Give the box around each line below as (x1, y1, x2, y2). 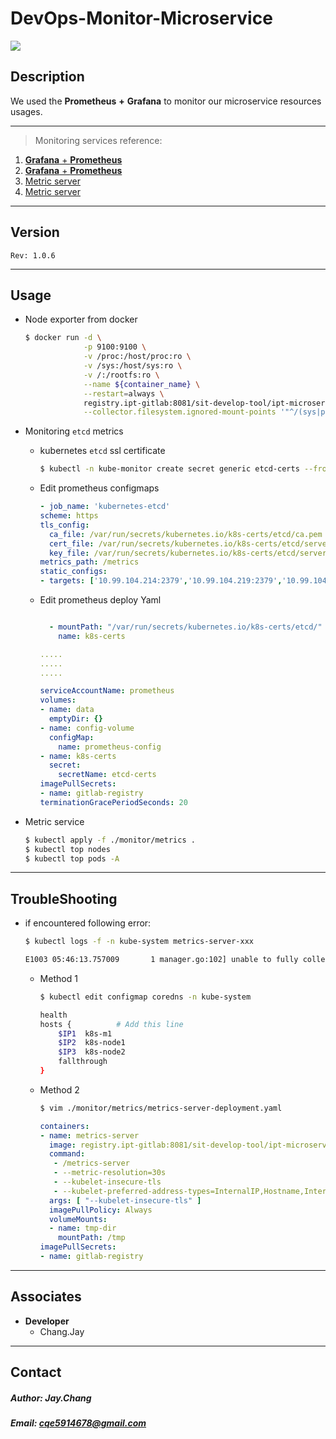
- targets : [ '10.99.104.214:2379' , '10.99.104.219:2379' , (39, 576, 283, 586)
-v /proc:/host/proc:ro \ (83, 352, 192, 362)
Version (10, 224, 60, 241)
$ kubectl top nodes (24, 844, 111, 854)
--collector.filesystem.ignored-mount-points (83, 407, 277, 417)
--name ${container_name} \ (83, 379, 201, 389)
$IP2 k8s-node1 (58, 1038, 126, 1048)
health (39, 1010, 68, 1020)
